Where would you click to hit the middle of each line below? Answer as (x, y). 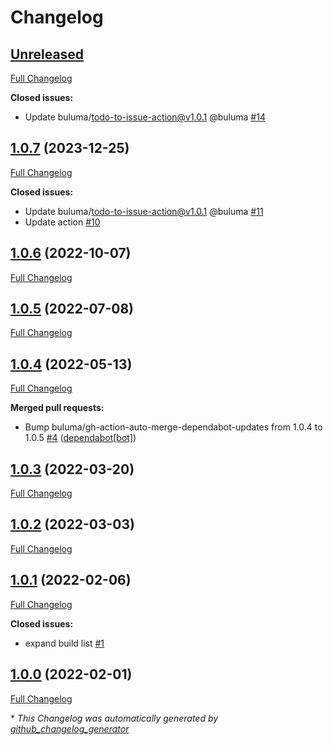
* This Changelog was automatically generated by (114, 718)
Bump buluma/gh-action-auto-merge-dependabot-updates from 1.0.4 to (173, 427)
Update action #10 (62, 222)
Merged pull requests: (57, 408)
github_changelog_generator (70, 728)
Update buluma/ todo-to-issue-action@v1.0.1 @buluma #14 (145, 117)
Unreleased (47, 54)
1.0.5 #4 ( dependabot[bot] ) (80, 438)
